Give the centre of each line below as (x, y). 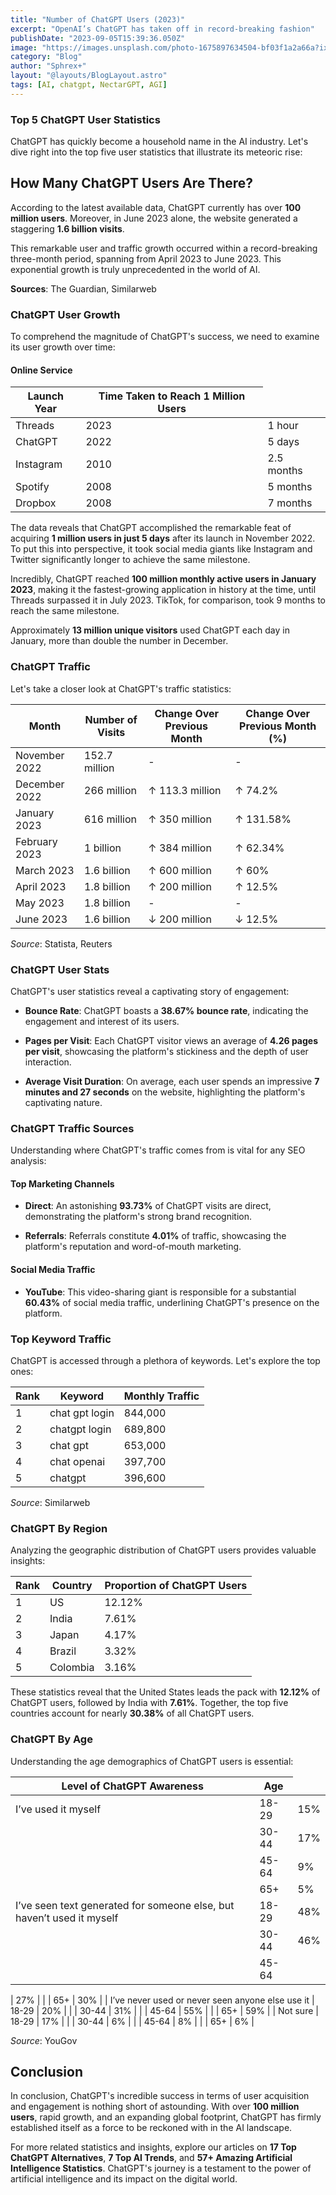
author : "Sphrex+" (48, 66)
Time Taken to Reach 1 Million (172, 396)
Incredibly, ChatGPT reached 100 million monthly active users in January (163, 579)
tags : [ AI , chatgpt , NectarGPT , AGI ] (89, 85)
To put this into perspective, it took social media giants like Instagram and (161, 549)
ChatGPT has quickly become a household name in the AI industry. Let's (159, 142)
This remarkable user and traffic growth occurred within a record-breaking (164, 248)
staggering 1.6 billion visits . (67, 228)
